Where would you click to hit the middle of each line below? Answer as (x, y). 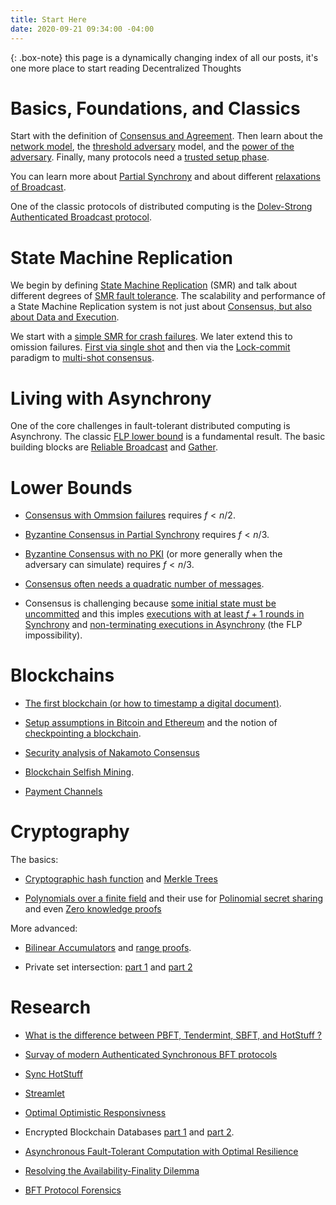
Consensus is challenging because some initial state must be (150, 603)
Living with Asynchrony (111, 398)
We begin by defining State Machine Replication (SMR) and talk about (154, 285)
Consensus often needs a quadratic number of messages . (144, 584)
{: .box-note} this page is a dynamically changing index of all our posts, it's (164, 57)
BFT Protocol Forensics (73, 1190)
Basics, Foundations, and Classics (155, 108)
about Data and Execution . (65, 317)
